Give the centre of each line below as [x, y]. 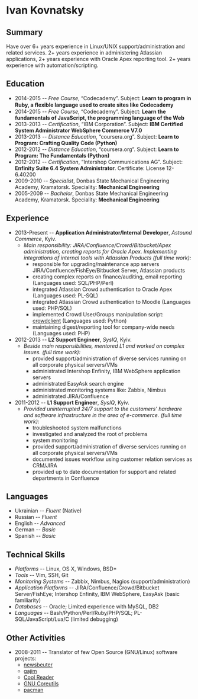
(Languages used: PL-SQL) [65, 295]
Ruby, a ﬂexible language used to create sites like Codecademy [94, 105]
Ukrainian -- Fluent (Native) [48, 511]
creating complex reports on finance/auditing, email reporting [107, 277]
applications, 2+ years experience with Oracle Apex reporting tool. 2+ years [98, 59]
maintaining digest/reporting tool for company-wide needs [103, 327]
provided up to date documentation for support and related [104, 472]
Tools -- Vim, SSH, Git [42, 575]
